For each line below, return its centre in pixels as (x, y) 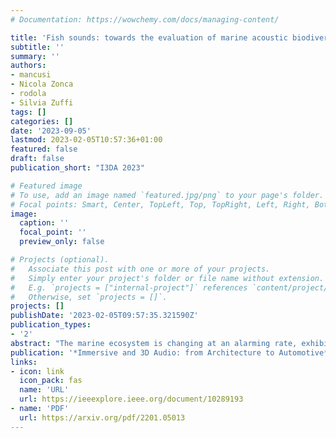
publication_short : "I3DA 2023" (77, 168)
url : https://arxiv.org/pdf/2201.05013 (102, 417)
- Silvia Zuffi (42, 102)
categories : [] (42, 121)
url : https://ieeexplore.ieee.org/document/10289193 (131, 399)
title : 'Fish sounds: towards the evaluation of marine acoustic (149, 37)
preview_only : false (62, 242)
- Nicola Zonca (42, 84)
